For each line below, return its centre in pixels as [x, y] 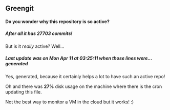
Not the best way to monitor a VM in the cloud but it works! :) [70, 102]
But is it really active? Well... [35, 46]
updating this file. [24, 91]
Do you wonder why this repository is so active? [58, 21]
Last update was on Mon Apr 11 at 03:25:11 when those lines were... [79, 58]
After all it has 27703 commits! [39, 33]
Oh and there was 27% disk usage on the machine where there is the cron [84, 86]
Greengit [20, 8]
